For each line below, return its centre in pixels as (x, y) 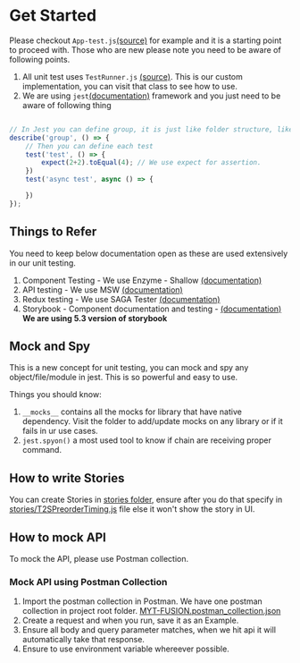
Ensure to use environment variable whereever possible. (125, 649)
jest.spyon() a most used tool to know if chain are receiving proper (147, 440)
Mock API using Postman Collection (88, 582)
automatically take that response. (83, 640)
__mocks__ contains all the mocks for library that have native (132, 412)
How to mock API (58, 537)
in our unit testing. (42, 263)
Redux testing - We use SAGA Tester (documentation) (121, 299)
